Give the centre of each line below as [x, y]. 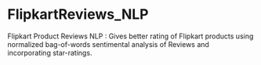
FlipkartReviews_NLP [78, 14]
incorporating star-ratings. [50, 52]
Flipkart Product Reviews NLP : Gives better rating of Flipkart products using [130, 36]
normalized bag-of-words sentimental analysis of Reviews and [108, 44]
